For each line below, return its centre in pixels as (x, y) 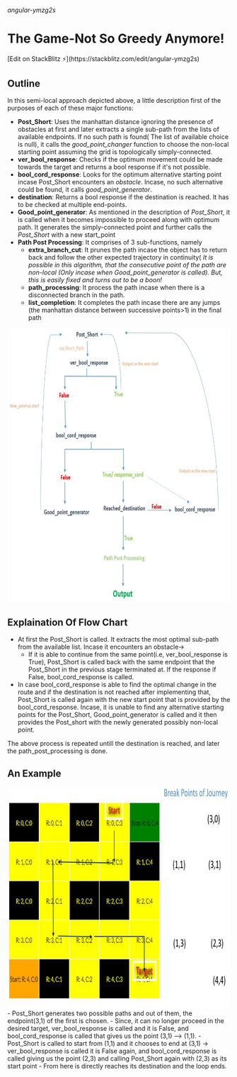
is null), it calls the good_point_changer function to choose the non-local (123, 145)
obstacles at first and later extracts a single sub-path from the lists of (118, 129)
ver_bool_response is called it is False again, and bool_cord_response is (112, 1051)
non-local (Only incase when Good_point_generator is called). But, (125, 272)
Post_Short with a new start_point (67, 235)
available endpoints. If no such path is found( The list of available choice (123, 137)
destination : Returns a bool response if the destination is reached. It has (123, 197)
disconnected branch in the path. (76, 295)
